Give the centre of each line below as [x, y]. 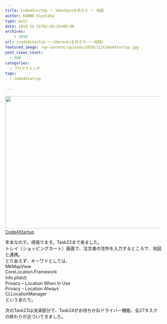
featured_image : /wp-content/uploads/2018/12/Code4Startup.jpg [72, 47]
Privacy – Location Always [32, 288]
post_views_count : [24, 52]
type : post [16, 21]
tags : [11, 74]
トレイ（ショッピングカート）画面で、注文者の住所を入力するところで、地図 [83, 248]
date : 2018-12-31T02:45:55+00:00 [40, 26]
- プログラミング [25, 68]
